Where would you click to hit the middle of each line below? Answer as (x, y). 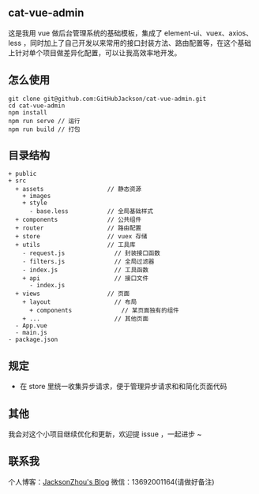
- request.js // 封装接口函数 (91, 253)
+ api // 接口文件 (85, 279)
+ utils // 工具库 (75, 245)
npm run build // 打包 (44, 129)
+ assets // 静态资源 (79, 189)
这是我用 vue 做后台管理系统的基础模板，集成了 (86, 33)
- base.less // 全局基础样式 (91, 211)
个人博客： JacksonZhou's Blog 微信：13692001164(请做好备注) (111, 481)
